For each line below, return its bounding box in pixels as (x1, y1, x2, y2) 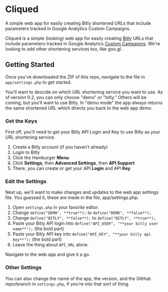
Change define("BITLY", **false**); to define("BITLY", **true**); (12, 215, 156, 221)
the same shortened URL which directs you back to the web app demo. (5, 105, 152, 111)
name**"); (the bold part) (12, 226, 64, 232)
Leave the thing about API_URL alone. (12, 242, 89, 248)
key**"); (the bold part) (12, 236, 62, 242)
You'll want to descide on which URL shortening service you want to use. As (5, 89, 163, 95)
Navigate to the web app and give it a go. (5, 251, 91, 257)
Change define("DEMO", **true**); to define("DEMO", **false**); (12, 210, 152, 216)
